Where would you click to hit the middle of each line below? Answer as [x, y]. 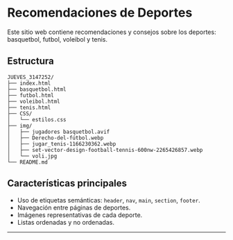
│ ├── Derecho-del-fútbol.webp [55, 138]
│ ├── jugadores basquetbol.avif [59, 132]
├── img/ [20, 126]
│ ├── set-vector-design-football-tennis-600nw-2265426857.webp [105, 150]
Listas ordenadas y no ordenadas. [66, 222]
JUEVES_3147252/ [31, 77]
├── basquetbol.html [37, 89]
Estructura [31, 61]
